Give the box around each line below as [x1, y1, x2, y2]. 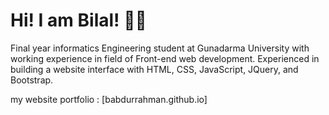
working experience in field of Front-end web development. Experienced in [10, 52, 320, 64]
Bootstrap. [10, 74, 54, 86]
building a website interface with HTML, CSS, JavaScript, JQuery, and [10, 63, 299, 75]
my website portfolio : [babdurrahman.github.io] [10, 93, 208, 105]
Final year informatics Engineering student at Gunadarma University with [10, 42, 310, 54]
